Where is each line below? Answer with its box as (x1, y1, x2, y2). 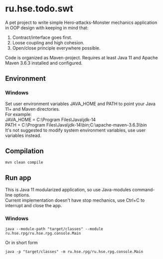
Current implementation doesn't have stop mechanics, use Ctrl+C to (5, 197, 145, 203)
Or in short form (5, 240, 38, 246)
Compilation (5, 147, 44, 155)
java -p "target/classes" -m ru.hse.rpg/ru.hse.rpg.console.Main (5, 249, 143, 254)
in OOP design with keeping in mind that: (5, 24, 88, 30)
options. (13, 192, 31, 198)
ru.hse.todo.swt (5, 3, 74, 14)
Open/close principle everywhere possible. (12, 45, 101, 51)
